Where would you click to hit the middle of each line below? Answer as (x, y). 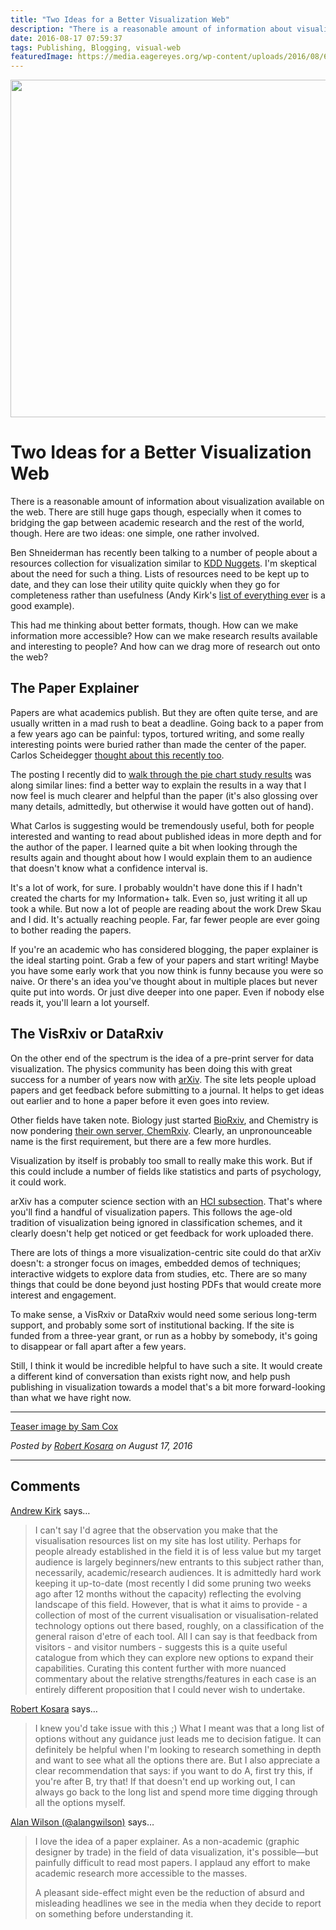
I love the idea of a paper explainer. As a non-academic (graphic (167, 1841)
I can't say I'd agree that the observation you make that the (156, 1530)
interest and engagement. (63, 1295)
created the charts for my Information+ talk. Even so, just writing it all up (159, 898)
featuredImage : (42, 57)
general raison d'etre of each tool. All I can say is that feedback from (176, 1636)
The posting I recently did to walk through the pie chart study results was (161, 774)
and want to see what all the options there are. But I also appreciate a (177, 1760)
